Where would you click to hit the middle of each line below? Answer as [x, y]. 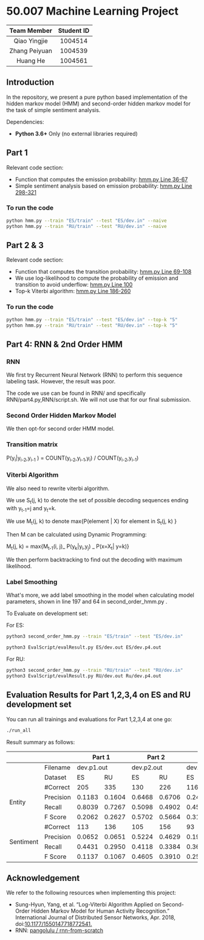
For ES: [15, 625]
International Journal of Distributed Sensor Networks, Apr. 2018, [95, 917]
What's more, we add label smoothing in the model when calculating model [100, 595]
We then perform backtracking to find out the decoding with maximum [94, 560]
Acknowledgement [43, 878]
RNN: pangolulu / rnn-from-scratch [59, 930]
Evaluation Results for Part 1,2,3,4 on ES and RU [99, 695]
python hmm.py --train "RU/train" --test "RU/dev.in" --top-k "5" [92, 325]
